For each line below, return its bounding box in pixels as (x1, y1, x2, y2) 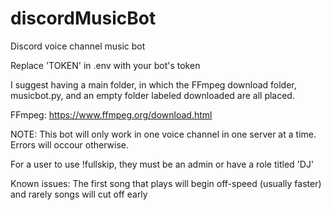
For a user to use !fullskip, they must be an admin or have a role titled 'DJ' (10, 158, 315, 170)
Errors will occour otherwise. (10, 138, 130, 151)
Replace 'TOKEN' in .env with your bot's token (10, 59, 201, 71)
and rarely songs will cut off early (10, 188, 148, 200)
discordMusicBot (10, 7, 157, 30)
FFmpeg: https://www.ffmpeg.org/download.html (10, 108, 213, 121)
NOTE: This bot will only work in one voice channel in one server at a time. (10, 128, 317, 140)
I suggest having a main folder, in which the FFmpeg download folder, (10, 78, 297, 91)
